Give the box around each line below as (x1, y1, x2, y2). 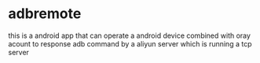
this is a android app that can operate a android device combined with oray (8, 31, 251, 40)
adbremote (8, 5, 82, 23)
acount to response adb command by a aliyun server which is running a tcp (8, 39, 252, 48)
